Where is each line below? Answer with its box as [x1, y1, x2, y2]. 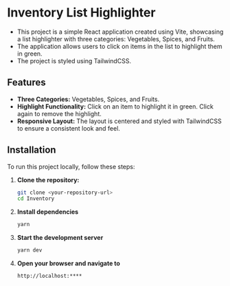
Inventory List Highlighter [7, 5, 156, 21]
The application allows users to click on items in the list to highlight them [16, 42, 222, 50]
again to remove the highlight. [16, 109, 102, 118]
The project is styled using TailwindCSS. [16, 56, 132, 65]
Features [7, 77, 46, 89]
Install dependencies [16, 208, 79, 216]
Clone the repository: [16, 175, 80, 184]
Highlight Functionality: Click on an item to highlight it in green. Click [16, 102, 214, 111]
